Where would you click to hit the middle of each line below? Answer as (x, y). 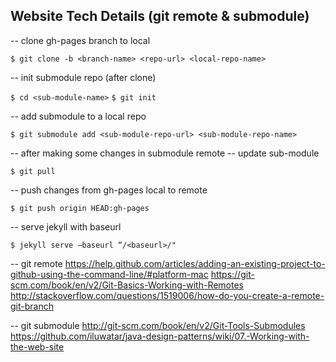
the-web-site (37, 346)
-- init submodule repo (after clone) (83, 77)
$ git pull (33, 171)
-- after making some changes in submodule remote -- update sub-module (165, 153)
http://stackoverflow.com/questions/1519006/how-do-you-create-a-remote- (167, 295)
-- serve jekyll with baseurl (66, 226)
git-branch (32, 306)
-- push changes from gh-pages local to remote (109, 190)
